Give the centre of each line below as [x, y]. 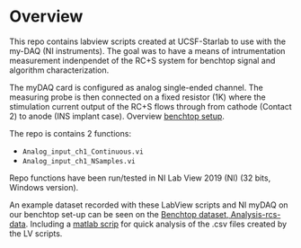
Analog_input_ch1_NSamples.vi [79, 161]
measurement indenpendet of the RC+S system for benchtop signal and [142, 60]
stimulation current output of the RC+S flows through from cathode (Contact [150, 106]
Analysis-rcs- [256, 214]
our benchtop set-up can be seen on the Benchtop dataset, [119, 214]
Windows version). [44, 187]
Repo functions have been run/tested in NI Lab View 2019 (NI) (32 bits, [140, 178]
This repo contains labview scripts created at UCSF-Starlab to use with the [147, 41]
